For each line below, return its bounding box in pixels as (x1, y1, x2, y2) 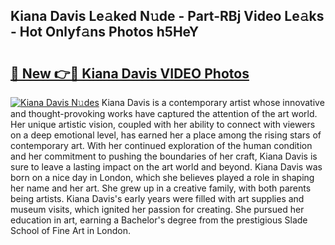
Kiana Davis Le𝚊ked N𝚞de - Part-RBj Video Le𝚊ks (10, 8, 325, 25)
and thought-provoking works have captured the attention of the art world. (10, 108, 318, 119)
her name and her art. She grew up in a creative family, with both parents (10, 182, 312, 194)
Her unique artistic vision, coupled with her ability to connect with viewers (10, 119, 316, 130)
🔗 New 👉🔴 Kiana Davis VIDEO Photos (10, 65, 250, 82)
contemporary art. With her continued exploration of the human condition (10, 140, 313, 151)
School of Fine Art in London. (10, 225, 132, 236)
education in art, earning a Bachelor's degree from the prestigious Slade (10, 214, 308, 226)
